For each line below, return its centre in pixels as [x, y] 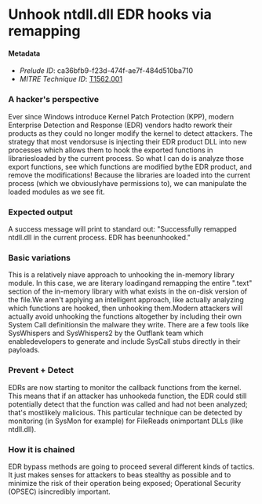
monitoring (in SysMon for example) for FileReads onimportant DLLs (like [126, 421]
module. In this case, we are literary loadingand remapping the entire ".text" [130, 283]
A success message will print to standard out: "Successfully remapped [122, 228]
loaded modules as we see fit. [56, 192]
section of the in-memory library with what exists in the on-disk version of [128, 291]
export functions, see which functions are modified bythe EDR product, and [130, 166]
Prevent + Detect [41, 371]
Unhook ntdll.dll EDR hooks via [110, 15]
